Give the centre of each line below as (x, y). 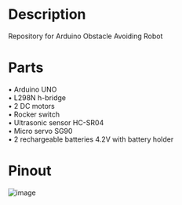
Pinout (30, 171)
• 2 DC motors (31, 106)
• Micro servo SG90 (40, 131)
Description (47, 14)
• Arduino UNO (33, 89)
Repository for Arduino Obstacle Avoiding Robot (86, 36)
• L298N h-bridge (37, 97)
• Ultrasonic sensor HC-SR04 (56, 122)
